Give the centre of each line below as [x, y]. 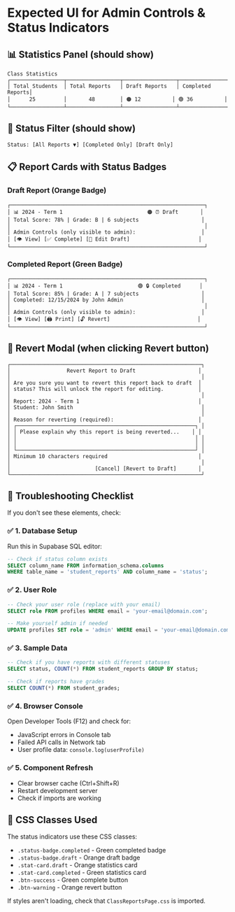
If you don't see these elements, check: [64, 513]
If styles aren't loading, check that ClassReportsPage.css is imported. [107, 901]
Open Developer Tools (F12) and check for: [69, 721]
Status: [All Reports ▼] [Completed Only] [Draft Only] [90, 145]
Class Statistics [33, 74]
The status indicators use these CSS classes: [72, 836]
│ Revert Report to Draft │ [104, 371]
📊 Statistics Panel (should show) [80, 54]
